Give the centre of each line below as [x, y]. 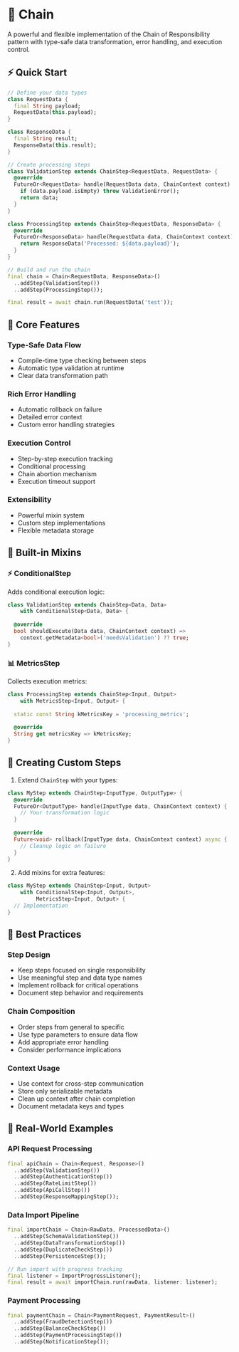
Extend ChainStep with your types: [68, 780]
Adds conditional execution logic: [56, 592]
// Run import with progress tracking [65, 1269]
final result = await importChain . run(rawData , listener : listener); [113, 1282]
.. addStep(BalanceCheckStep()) [60, 1329]
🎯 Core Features [44, 324]
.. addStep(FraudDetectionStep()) [63, 1322]
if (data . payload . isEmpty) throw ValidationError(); [100, 192]
